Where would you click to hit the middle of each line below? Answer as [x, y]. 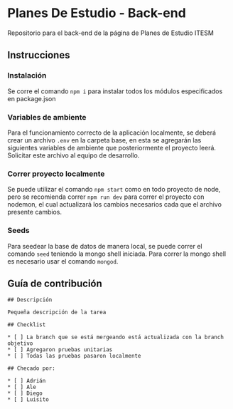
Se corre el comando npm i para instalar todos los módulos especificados [115, 91]
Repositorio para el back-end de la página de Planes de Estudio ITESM [111, 33]
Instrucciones [39, 55]
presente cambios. [35, 212]
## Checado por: [31, 368]
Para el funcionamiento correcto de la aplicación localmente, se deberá [112, 133]
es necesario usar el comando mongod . [63, 261]
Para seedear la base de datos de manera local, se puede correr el [105, 246]
